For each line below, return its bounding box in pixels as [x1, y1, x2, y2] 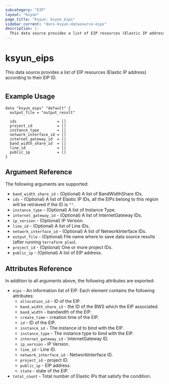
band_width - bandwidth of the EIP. [20, 309, 92, 315]
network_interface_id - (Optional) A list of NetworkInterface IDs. [12, 228, 147, 234]
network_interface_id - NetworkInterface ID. [20, 352, 113, 358]
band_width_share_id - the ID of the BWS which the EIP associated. [20, 303, 159, 310]
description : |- [5, 26, 39, 31]
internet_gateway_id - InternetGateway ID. [20, 336, 109, 342]
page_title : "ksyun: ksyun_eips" [5, 17, 75, 22]
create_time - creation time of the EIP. [20, 314, 99, 321]
